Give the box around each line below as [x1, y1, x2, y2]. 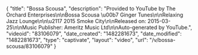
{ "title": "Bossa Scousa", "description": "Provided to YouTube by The [6, 5, 176, 12]
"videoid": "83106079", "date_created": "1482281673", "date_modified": [6, 30, 182, 37]
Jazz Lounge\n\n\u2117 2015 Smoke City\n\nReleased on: [6, 18, 147, 24]
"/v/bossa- [149, 37, 176, 43]
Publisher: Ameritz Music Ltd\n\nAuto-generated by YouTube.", [38, 24, 192, 31]
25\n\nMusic [6, 24, 37, 31]
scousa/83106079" [6, 43, 53, 50]
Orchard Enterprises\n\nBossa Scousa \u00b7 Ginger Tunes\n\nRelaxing [6, 11, 183, 18]
